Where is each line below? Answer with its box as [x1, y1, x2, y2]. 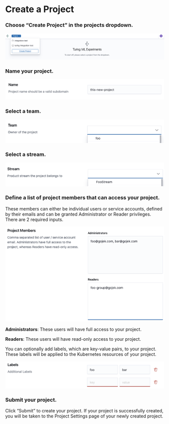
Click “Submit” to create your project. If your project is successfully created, [5, 408, 164, 414]
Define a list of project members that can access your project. [5, 194, 160, 201]
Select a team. [5, 108, 41, 115]
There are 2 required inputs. [5, 216, 64, 223]
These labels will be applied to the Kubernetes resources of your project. [5, 351, 156, 357]
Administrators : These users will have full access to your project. [5, 327, 142, 333]
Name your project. [5, 67, 54, 74]
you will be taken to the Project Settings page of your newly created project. [5, 413, 163, 419]
